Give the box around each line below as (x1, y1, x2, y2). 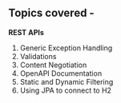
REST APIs (8, 27, 44, 37)
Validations (19, 51, 57, 61)
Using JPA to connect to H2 (19, 85, 112, 95)
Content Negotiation (19, 60, 87, 69)
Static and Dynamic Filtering (19, 77, 114, 86)
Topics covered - (8, 6, 95, 20)
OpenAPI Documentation (19, 68, 103, 78)
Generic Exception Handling (19, 43, 113, 53)
